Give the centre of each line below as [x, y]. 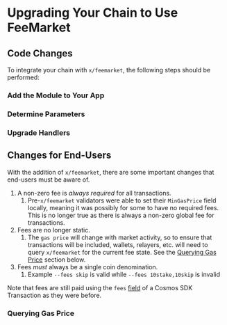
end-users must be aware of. [49, 180]
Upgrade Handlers [39, 132]
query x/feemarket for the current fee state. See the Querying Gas [122, 252]
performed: [23, 77]
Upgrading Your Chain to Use [93, 13]
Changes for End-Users [59, 156]
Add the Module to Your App [56, 95]
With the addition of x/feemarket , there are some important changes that [111, 172]
